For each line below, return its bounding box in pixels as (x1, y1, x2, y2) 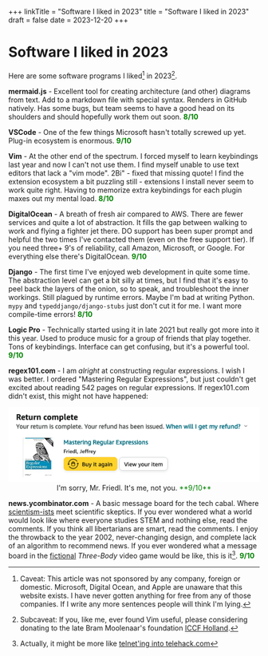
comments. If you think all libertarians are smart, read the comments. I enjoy (8, 524, 258, 534)
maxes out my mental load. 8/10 (8, 193, 114, 203)
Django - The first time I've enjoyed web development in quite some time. (8, 267, 250, 276)
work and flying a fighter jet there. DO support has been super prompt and (8, 226, 253, 235)
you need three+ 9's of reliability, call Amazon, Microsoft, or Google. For (8, 243, 246, 252)
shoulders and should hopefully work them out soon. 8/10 (8, 112, 199, 121)
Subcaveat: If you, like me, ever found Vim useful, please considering (19, 615, 248, 624)
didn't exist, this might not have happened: (8, 391, 149, 401)
